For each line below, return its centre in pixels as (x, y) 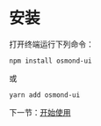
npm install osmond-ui (50, 61)
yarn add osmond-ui (45, 95)
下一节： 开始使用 (40, 112)
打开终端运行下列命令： (51, 44)
